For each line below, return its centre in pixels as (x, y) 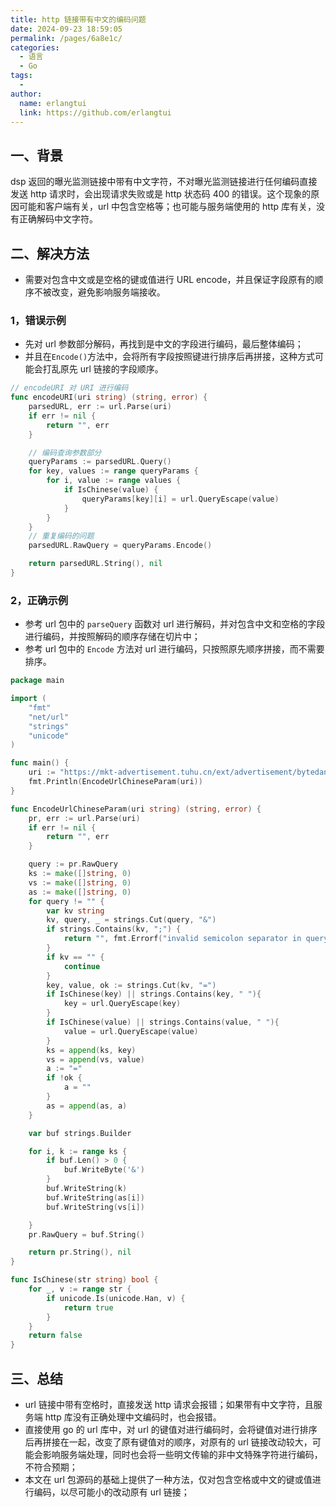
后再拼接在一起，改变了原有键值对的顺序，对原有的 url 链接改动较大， (168, 1442)
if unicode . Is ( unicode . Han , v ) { (116, 1298)
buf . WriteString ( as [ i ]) (95, 1197)
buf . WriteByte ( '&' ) (104, 1170)
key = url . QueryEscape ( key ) (122, 1004)
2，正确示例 (39, 600)
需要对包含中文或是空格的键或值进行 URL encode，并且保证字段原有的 (169, 279)
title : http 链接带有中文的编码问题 (78, 19)
